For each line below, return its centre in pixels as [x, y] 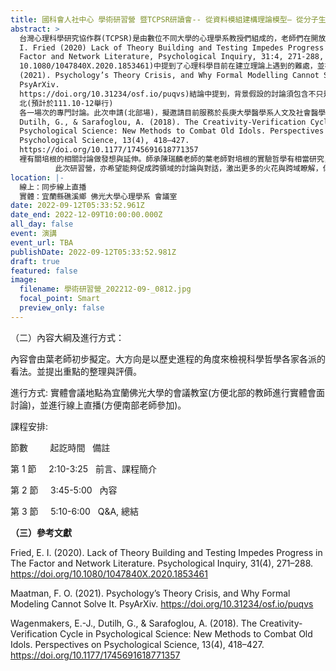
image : [24, 280]
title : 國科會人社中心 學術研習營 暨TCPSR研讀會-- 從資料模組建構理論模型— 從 [157, 19]
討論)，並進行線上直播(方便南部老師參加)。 [98, 405]
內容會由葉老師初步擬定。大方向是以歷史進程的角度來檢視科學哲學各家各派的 [168, 358]
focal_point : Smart [60, 299]
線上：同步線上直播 [53, 187]
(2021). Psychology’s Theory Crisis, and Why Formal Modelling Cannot [169, 76]
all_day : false [42, 224]
